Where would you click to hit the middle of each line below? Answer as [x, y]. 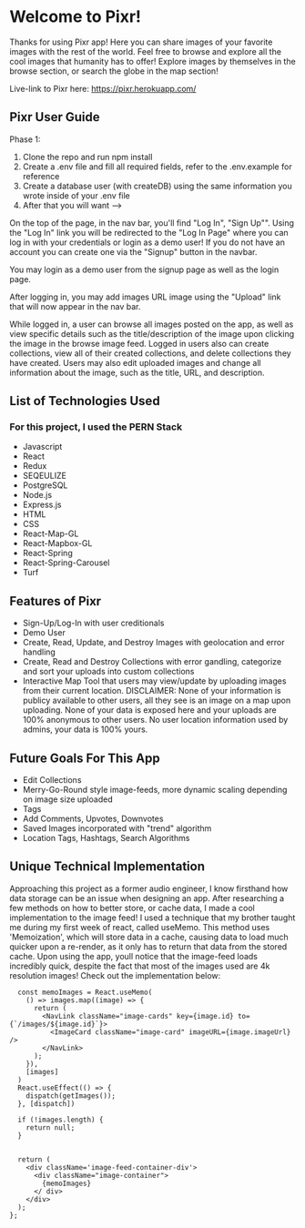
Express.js [42, 505]
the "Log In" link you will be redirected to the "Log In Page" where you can [149, 232]
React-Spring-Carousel [66, 563]
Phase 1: [25, 139]
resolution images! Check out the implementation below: [115, 975]
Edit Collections [52, 780]
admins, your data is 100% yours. [85, 729]
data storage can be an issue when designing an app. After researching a [147, 898]
